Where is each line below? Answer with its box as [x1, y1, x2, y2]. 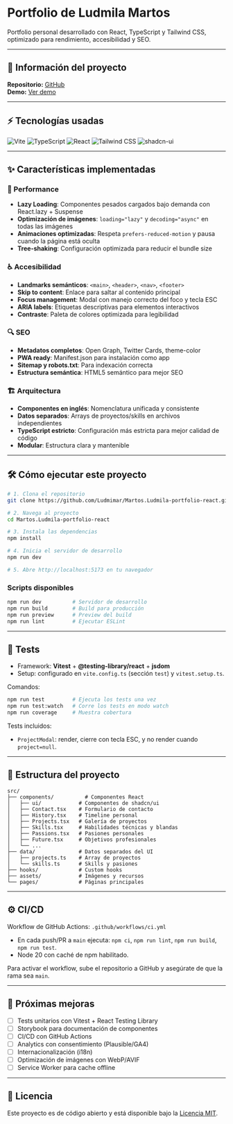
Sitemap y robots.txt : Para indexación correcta [17, 361, 153, 369]
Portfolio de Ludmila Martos [7, 5, 171, 21]
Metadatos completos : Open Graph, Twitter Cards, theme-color [17, 346, 201, 355]
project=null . [17, 742, 57, 751]
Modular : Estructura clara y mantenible [17, 441, 130, 450]
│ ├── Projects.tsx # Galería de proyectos [7, 817, 148, 825]
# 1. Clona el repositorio [7, 491, 85, 497]
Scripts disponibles [7, 583, 74, 593]
